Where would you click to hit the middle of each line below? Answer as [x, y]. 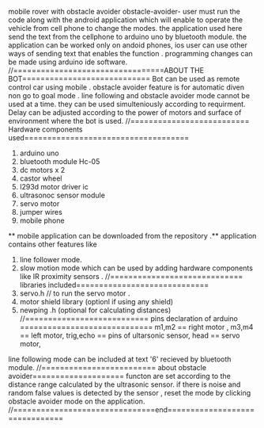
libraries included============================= [114, 285]
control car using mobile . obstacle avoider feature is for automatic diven [126, 87]
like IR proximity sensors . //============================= [131, 276]
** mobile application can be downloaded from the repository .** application [132, 236]
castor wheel [41, 178]
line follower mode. [51, 260]
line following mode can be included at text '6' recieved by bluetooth [120, 359]
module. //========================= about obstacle [107, 367]
